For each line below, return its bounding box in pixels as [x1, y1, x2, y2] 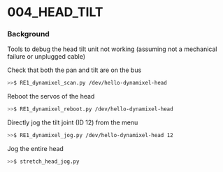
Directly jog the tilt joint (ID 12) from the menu [7, 118, 138, 127]
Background [7, 29, 50, 39]
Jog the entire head [7, 145, 64, 153]
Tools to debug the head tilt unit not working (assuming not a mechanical [7, 45, 217, 53]
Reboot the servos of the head [7, 92, 95, 101]
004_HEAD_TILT [7, 4, 103, 20]
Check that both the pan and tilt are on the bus [7, 66, 142, 74]
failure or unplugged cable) [7, 52, 86, 61]
